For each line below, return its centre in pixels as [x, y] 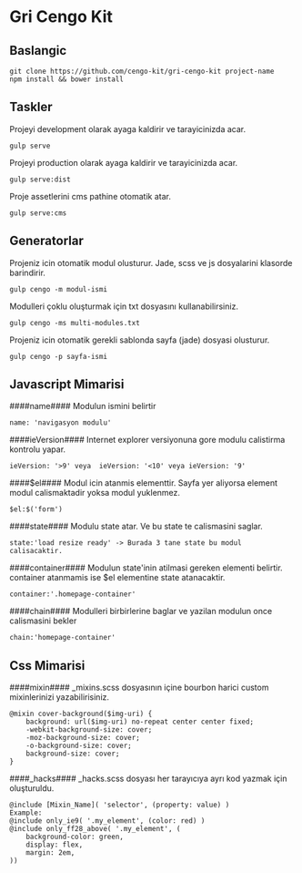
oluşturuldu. [32, 788]
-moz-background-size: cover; [83, 738]
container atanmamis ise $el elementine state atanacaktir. [117, 578]
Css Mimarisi [47, 666]
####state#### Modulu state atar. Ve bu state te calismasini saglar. [136, 527]
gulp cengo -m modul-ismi [58, 289]
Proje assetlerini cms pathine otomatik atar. [90, 196]
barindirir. [27, 272]
